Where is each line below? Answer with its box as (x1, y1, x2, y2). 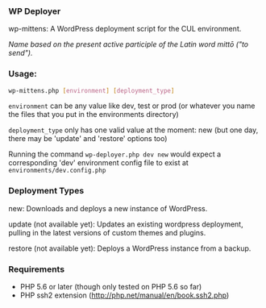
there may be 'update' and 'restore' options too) (8, 134, 168, 144)
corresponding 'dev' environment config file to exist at (8, 158, 189, 168)
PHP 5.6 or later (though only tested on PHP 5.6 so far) (19, 282, 202, 292)
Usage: (8, 69, 38, 80)
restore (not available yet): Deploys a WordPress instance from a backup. (8, 243, 251, 253)
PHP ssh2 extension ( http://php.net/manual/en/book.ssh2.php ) (19, 290, 230, 300)
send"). (8, 48, 33, 58)
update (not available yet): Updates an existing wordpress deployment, (8, 219, 243, 229)
